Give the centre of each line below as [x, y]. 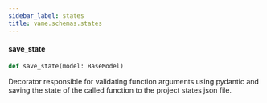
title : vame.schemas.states [55, 23]
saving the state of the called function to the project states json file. [120, 90]
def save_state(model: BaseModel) [66, 66]
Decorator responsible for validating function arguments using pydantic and [134, 81]
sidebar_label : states [46, 16]
